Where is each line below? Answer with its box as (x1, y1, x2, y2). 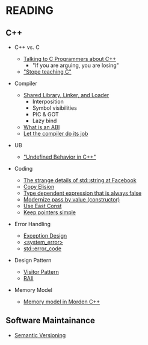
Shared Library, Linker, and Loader (23, 92, 109, 98)
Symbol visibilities (32, 104, 78, 112)
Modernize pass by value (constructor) (23, 196, 120, 203)
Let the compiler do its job (23, 130, 88, 137)
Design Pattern (14, 257, 52, 264)
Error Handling (14, 221, 51, 227)
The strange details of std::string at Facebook (23, 177, 137, 184)
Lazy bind (32, 117, 57, 124)
